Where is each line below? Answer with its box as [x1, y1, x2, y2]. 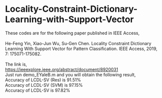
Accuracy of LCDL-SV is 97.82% [5, 87, 70, 93]
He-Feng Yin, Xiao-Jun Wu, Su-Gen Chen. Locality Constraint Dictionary [5, 40, 152, 46]
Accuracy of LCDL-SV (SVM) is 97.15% [5, 82, 83, 88]
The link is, [5, 61, 27, 67]
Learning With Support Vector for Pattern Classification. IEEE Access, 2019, [5, 46, 158, 51]
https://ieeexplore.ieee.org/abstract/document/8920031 [5, 66, 118, 72]
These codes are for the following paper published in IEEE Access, [5, 30, 140, 36]
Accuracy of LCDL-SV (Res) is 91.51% [5, 77, 81, 83]
